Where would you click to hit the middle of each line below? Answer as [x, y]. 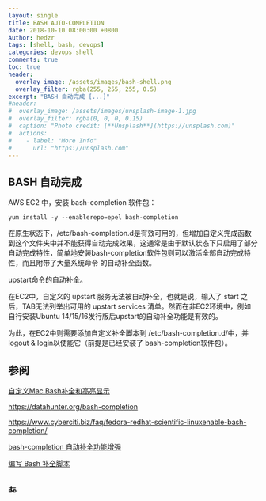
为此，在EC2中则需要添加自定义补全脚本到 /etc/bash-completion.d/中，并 [129, 333]
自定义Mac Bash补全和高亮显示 [59, 391]
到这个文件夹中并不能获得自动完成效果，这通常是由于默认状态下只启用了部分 [133, 243]
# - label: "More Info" [53, 140]
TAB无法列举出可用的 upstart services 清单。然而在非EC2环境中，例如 [137, 306]
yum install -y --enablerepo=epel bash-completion [93, 218]
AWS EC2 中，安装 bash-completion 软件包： [82, 203]
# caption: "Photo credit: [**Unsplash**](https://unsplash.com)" [122, 126]
